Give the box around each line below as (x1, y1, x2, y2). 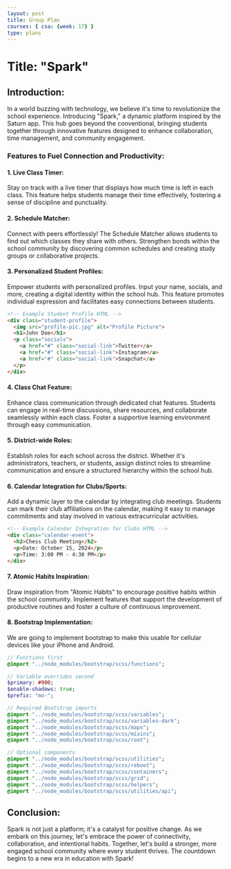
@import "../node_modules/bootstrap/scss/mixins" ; (7, 730, 156, 737)
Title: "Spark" (7, 59, 89, 74)
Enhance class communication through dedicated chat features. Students (7, 398, 216, 407)
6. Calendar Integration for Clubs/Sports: (7, 482, 128, 490)
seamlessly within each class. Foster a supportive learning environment (7, 413, 210, 421)
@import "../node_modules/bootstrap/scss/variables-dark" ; (7, 717, 181, 724)
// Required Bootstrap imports (7, 705, 97, 712)
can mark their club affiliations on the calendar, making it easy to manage (7, 505, 216, 513)
